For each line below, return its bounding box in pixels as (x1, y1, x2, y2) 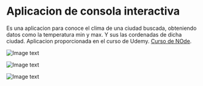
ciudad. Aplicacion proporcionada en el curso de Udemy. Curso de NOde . (6, 37, 192, 45)
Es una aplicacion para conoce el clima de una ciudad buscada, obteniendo (6, 24, 197, 32)
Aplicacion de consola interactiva (6, 4, 180, 18)
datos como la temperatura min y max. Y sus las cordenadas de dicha (6, 30, 182, 38)
